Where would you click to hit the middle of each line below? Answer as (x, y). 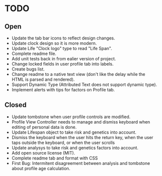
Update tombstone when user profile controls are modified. (71, 117)
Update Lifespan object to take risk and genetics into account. (74, 132)
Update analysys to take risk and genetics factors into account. (75, 148)
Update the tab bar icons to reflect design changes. (63, 38)
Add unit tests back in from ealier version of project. (64, 59)
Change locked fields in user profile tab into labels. (63, 64)
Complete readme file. (34, 53)
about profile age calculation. (41, 168)
